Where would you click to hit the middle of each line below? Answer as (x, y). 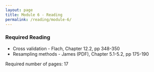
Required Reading (28, 37)
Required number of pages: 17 (37, 64)
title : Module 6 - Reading (34, 15)
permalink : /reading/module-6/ (39, 19)
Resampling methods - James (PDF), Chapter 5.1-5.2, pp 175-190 (81, 54)
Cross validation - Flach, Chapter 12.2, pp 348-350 (66, 49)
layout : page (19, 10)
